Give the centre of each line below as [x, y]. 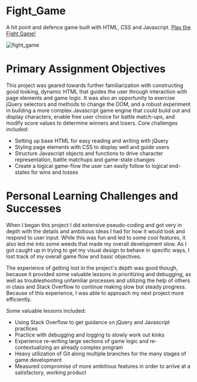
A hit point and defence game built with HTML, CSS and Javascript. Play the [98, 27]
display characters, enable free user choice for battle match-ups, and [91, 116]
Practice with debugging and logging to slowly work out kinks [90, 335]
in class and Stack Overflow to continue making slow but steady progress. [96, 286]
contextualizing [33, 347]
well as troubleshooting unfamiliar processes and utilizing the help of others [98, 280]
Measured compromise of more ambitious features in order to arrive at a [102, 366]
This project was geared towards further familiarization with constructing [95, 85]
